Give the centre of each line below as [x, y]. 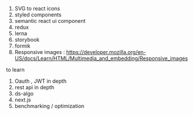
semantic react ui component [50, 21]
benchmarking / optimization [49, 106]
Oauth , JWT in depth [40, 81]
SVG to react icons [37, 9]
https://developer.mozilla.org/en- [106, 52]
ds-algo [24, 94]
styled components [38, 15]
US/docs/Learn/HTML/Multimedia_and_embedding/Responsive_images [101, 58]
